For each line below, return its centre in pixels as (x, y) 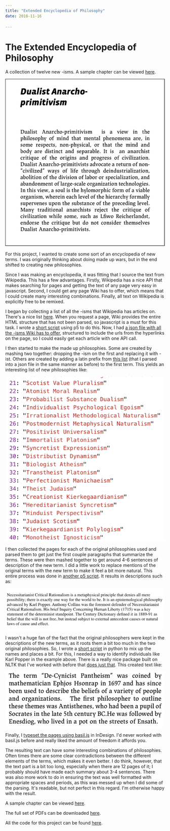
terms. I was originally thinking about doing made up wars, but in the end (81, 259)
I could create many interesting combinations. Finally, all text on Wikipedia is (85, 296)
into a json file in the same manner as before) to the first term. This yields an (85, 364)
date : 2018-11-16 (24, 16)
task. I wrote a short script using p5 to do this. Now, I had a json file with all (83, 328)
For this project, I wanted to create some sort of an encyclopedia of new (80, 254)
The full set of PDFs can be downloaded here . (53, 813)
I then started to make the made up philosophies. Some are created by (79, 348)
